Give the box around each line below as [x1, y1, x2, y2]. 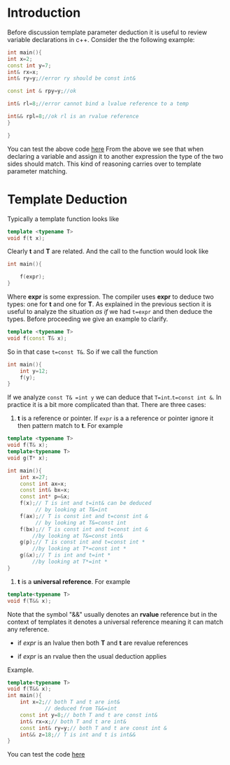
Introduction [7, 5, 81, 21]
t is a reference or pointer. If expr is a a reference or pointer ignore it [17, 414, 214, 422]
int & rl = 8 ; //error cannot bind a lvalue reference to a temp [7, 100, 189, 108]
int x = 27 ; [20, 473, 49, 480]
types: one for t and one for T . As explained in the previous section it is [7, 300, 212, 308]
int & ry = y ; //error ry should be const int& [7, 75, 136, 82]
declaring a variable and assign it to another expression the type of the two [7, 152, 224, 160]
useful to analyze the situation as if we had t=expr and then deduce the [7, 308, 213, 315]
